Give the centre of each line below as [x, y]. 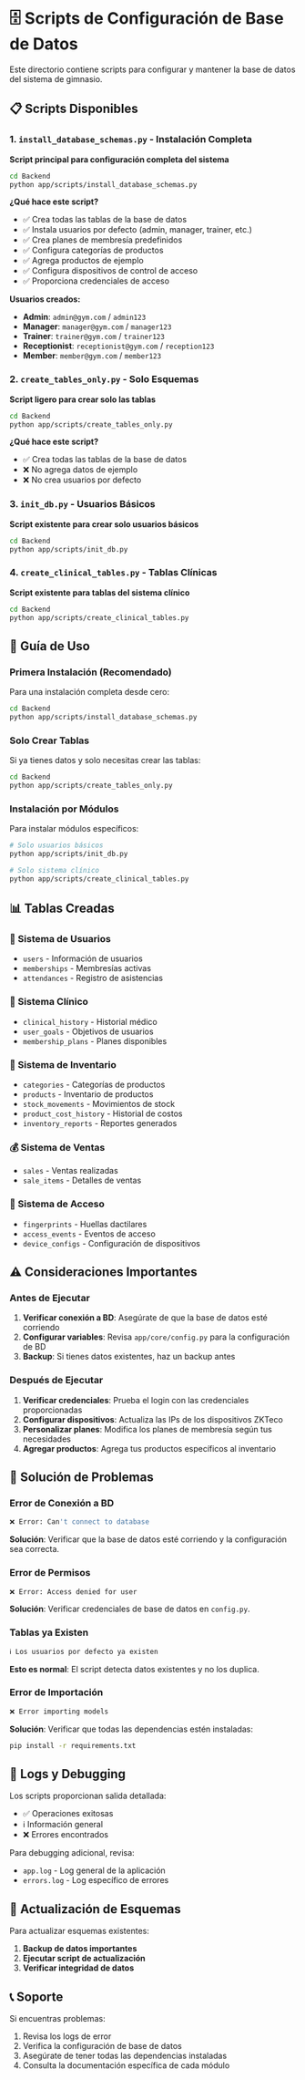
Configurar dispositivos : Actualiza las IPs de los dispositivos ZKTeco [153, 1419]
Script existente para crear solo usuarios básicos [104, 524]
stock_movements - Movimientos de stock [99, 1104]
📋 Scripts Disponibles [74, 109]
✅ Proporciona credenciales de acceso [96, 281]
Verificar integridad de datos [78, 1968]
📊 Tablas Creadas [62, 909]
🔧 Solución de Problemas [81, 1478]
